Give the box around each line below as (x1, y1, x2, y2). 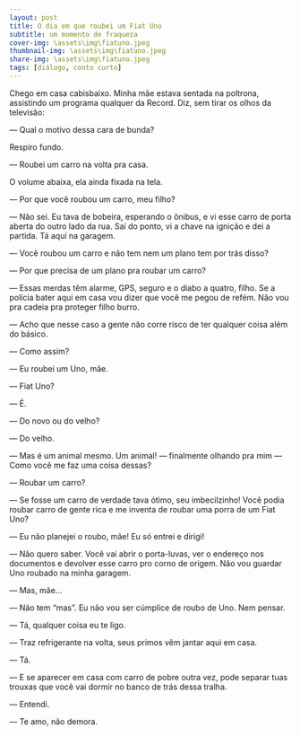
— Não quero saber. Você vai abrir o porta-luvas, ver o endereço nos (9, 548, 264, 559)
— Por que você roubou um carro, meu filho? (9, 194, 176, 205)
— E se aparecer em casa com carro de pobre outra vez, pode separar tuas (9, 671, 288, 682)
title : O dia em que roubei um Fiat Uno (9, 22, 163, 31)
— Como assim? (9, 346, 70, 356)
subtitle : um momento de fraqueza (9, 30, 139, 39)
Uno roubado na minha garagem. (9, 567, 132, 578)
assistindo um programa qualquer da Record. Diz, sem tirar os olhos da (9, 97, 271, 108)
